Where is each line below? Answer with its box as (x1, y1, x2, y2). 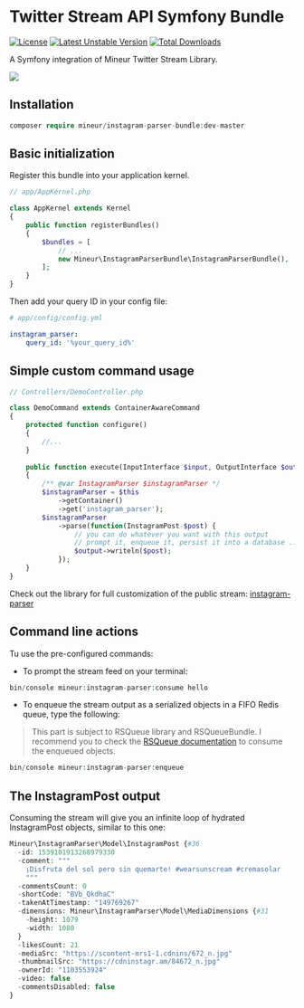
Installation (9, 97, 74, 112)
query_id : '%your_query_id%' (25, 338, 136, 347)
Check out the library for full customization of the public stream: (9, 588, 249, 599)
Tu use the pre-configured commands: (9, 648, 154, 659)
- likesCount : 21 (17, 940, 79, 949)
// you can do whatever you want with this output (73, 529, 270, 539)
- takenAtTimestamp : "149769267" (17, 899, 140, 908)
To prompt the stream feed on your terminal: (22, 665, 188, 676)
